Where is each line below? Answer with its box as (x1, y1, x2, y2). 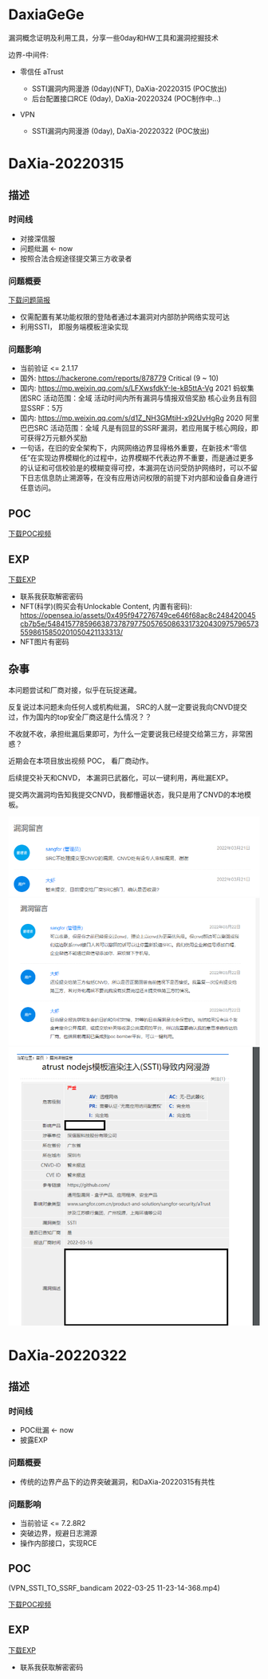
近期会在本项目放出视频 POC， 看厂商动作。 (8, 756, 153, 765)
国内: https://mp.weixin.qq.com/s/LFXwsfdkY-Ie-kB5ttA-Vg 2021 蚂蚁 (19, 383, 247, 393)
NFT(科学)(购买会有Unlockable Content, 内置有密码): (19, 602, 193, 611)
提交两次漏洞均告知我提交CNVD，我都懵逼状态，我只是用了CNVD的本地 (8, 789, 245, 799)
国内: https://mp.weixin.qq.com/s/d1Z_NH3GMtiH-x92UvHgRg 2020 (19, 413, 244, 423)
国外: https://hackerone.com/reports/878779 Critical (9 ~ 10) (19, 373, 219, 383)
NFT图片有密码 (19, 637, 69, 647)
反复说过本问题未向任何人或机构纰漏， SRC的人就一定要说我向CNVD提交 (8, 702, 247, 711)
